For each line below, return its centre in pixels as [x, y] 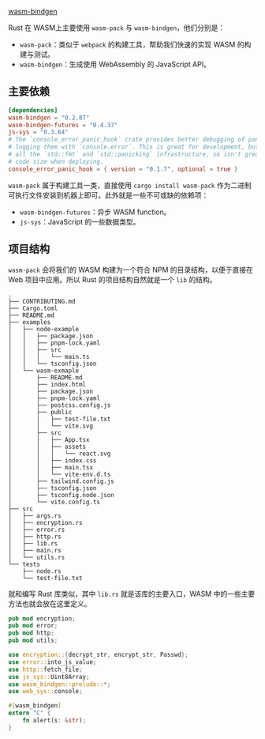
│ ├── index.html [47, 384]
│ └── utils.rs [37, 557]
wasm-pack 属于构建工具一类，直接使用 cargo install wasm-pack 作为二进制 [130, 185]
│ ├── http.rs [35, 537]
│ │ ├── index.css [52, 460]
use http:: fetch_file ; [45, 669]
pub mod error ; [33, 626]
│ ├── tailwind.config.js [61, 481]
